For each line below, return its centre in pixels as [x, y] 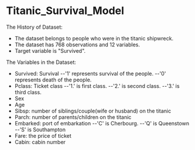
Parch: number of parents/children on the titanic [73, 117]
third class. [28, 92]
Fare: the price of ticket [43, 135]
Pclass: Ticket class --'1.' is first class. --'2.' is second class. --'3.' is [97, 86]
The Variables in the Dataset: [41, 62]
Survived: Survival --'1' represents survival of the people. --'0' [90, 73]
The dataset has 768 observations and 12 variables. [77, 45]
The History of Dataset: [34, 27]
